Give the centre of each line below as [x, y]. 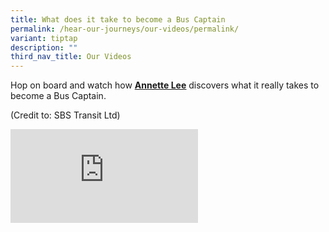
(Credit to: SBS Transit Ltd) [65, 115]
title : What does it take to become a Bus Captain [118, 19]
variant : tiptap [44, 38]
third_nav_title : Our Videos [71, 57]
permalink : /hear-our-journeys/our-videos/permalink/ [125, 29]
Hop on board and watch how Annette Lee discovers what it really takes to [165, 85]
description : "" [44, 47]
